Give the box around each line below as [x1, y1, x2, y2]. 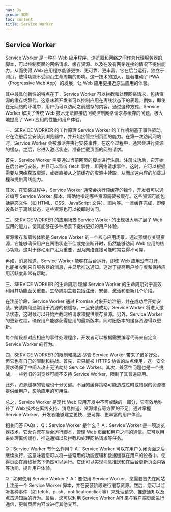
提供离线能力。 [14, 176, 46, 182]
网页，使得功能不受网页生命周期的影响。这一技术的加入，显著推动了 [5, 74, 148, 80]
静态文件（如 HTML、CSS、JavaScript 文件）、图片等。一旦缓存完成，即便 [9, 200, 166, 206]
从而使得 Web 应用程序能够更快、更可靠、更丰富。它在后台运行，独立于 [14, 67, 164, 74]
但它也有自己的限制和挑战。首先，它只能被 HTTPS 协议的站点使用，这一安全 [5, 358, 165, 364]
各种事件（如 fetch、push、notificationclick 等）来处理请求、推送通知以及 [9, 489, 165, 495]
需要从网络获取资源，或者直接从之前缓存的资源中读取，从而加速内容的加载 [5, 170, 161, 176]
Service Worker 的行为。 [5, 341, 57, 347]
